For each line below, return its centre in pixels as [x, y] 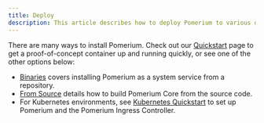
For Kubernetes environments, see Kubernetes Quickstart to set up [128, 102]
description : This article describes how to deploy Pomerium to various [130, 23]
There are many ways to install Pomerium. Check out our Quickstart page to [131, 45]
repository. [37, 85]
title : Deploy [31, 15]
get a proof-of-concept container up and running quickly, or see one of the [130, 53]
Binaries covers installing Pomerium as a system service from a [122, 77]
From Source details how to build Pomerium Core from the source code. [136, 93]
